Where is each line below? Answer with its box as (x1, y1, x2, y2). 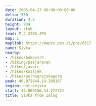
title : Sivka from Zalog (5, 93, 58, 98)
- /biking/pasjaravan (5, 60, 51, 65)
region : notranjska (5, 83, 46, 88)
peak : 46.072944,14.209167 (5, 78, 62, 84)
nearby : (5, 50, 22, 55)
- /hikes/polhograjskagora (5, 74, 62, 79)
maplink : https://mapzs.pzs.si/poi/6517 (5, 41, 92, 46)
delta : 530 (5, 12, 28, 17)
